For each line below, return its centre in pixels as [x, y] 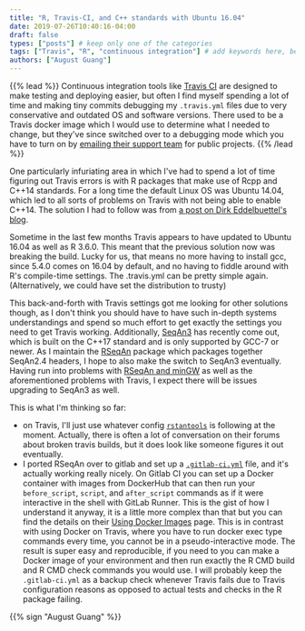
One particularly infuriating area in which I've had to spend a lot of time [142, 171]
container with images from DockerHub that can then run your [139, 483]
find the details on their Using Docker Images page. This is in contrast [153, 522]
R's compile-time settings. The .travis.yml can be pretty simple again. [139, 275]
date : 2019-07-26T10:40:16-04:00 [73, 26]
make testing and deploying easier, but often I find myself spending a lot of [149, 95]
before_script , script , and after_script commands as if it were [143, 493]
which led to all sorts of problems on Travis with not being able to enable [145, 200]
